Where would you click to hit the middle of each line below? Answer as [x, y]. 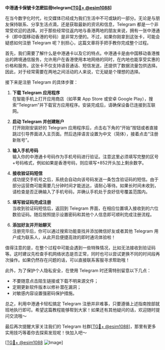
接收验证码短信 [27, 173]
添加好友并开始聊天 [32, 225]
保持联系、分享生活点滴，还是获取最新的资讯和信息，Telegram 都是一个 [82, 24]
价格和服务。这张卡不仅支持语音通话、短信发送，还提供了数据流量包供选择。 [82, 65]
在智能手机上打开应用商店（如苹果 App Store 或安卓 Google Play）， [80, 99]
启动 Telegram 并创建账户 [38, 122]
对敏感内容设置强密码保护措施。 [44, 293]
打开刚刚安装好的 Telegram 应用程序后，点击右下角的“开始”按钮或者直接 [85, 128]
